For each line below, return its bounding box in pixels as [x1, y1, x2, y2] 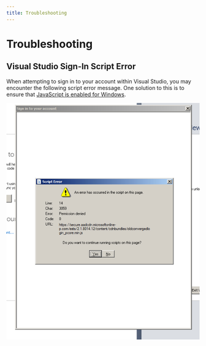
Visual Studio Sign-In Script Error [6, 61, 136, 72]
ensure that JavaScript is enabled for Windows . [6, 91, 126, 98]
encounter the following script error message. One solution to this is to [6, 84, 185, 91]
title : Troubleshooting [6, 10, 67, 16]
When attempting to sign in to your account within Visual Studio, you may [6, 77, 191, 85]
